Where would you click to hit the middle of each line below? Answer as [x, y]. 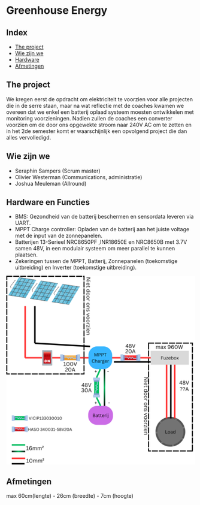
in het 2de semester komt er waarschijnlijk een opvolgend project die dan [97, 131]
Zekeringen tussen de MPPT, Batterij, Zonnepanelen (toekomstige [96, 261]
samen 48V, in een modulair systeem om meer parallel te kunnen [95, 249]
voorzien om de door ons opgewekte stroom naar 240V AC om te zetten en [99, 125]
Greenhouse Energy [57, 10]
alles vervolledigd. [29, 137]
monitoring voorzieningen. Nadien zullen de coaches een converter [89, 118]
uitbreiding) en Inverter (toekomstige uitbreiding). [75, 268]
